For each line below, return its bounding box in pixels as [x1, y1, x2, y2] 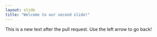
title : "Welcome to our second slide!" [5, 12, 90, 17]
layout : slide [5, 7, 36, 13]
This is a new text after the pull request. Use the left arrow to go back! [5, 26, 152, 32]
